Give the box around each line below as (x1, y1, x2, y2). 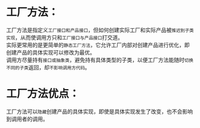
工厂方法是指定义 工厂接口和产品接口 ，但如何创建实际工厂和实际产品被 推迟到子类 (6, 26, 194, 33)
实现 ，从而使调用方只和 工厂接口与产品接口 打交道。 (6, 33, 124, 41)
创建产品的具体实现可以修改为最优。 (6, 48, 96, 56)
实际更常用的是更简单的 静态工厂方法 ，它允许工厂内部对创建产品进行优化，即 (6, 41, 190, 48)
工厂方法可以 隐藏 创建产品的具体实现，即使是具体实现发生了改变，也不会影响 (6, 108, 193, 115)
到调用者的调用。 (6, 115, 48, 123)
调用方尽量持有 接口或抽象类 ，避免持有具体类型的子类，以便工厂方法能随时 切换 (6, 56, 194, 63)
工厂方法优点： (6, 87, 80, 100)
